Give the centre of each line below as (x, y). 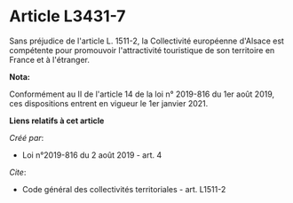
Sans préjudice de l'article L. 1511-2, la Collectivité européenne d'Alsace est (146, 41)
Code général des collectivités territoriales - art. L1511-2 (124, 189)
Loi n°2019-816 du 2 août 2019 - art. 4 (92, 155)
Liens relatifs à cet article (57, 121)
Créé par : (27, 137)
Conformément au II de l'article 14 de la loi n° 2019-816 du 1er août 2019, (142, 94)
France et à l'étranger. (50, 59)
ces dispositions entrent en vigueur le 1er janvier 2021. (109, 103)
